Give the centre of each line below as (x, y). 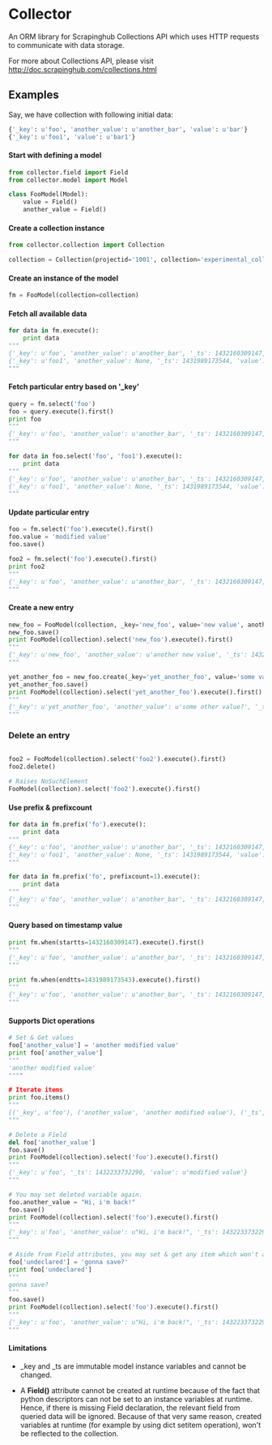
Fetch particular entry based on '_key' (74, 387)
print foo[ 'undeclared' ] (50, 1269)
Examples (34, 95)
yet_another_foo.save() (49, 684)
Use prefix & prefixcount (51, 807)
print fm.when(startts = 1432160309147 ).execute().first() (106, 943)
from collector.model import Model (68, 180)
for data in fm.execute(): (54, 331)
